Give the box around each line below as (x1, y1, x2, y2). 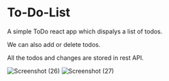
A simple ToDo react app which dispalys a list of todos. (7, 27, 163, 35)
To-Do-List (7, 5, 71, 20)
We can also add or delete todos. (7, 40, 101, 48)
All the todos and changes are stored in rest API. (7, 53, 144, 62)
